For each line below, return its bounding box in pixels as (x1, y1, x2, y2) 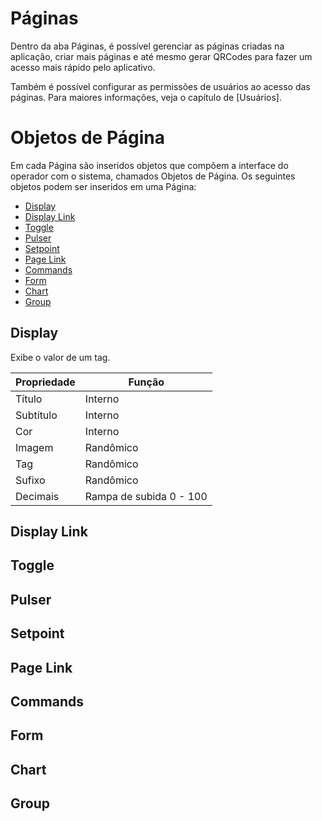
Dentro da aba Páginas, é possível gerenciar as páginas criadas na (10, 40, 285, 52)
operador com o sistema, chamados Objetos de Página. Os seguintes (10, 170, 296, 182)
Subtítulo (15, 408, 58, 422)
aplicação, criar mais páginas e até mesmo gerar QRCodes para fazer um (10, 50, 313, 62)
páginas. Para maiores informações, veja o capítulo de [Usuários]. (10, 91, 282, 103)
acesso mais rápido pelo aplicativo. (10, 61, 156, 73)
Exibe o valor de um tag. (10, 351, 111, 363)
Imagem (15, 440, 54, 454)
